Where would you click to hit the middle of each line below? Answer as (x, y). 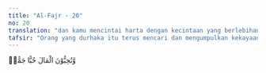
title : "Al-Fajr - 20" (46, 15)
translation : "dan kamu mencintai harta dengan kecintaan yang (115, 30)
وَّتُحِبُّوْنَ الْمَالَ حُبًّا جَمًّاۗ (42, 60)
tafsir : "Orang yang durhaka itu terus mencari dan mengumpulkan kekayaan (134, 38)
